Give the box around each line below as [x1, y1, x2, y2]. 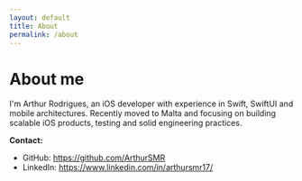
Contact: [9, 135, 43, 146]
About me [9, 68, 85, 89]
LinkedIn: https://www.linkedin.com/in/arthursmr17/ [22, 162, 214, 173]
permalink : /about [9, 30, 78, 39]
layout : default [9, 13, 70, 23]
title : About [9, 22, 59, 31]
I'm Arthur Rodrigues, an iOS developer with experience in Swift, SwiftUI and [9, 98, 294, 109]
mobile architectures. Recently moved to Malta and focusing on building [9, 108, 277, 119]
